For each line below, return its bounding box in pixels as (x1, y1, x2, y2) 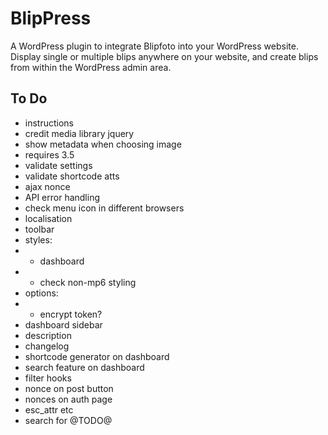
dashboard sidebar (24, 318, 103, 331)
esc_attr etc (24, 403, 74, 416)
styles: (24, 233, 53, 246)
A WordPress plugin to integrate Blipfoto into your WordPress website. (10, 40, 299, 52)
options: (24, 287, 59, 299)
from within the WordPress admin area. (10, 61, 172, 73)
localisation (24, 212, 73, 224)
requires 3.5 (24, 148, 75, 161)
